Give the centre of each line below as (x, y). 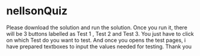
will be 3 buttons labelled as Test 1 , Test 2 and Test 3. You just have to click (100, 33)
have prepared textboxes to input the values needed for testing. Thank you (99, 46)
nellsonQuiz (37, 11)
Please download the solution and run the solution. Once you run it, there (97, 27)
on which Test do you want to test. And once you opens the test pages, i (96, 40)
